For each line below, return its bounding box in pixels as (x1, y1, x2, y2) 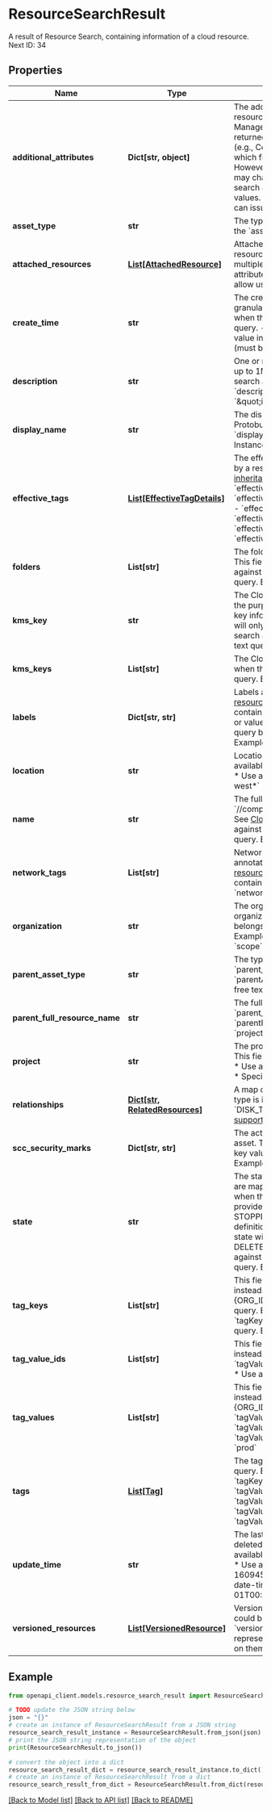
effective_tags (12, 492, 69, 504)
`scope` (233, 940, 263, 952)
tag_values (12, 1412, 55, 1423)
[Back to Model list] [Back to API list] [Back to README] (8, 1795, 194, 1805)
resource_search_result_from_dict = (8, 1781, 131, 1789)
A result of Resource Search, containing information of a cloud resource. (8, 31, 250, 41)
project (12, 1055, 41, 1066)
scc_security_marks (12, 1142, 91, 1153)
